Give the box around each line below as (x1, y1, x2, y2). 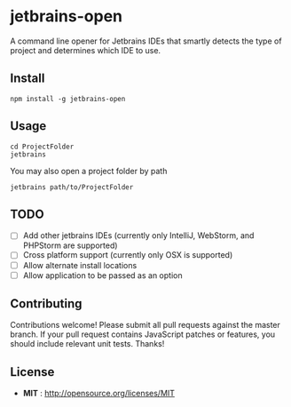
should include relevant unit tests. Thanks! (10, 339, 165, 349)
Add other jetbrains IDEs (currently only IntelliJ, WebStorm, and (22, 230, 255, 241)
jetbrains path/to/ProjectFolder (10, 182, 134, 192)
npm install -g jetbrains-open (10, 94, 126, 103)
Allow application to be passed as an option (22, 269, 183, 281)
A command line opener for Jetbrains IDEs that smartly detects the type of (10, 36, 282, 46)
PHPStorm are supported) (22, 240, 118, 251)
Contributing (10, 296, 83, 312)
